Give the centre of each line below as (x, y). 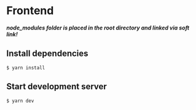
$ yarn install (26, 68)
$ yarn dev (20, 101)
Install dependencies (47, 54)
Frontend (30, 11)
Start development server (57, 87)
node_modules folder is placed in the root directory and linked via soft (98, 28)
